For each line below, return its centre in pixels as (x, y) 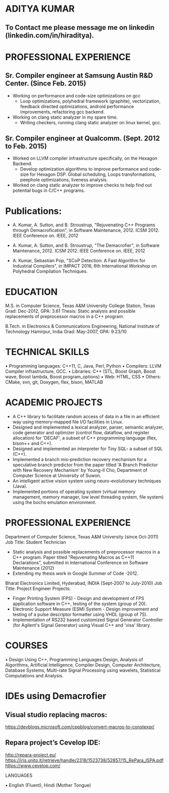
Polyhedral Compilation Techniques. (50, 271)
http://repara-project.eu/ (31, 755)
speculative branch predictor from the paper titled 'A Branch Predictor (85, 465)
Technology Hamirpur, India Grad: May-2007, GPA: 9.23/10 (66, 332)
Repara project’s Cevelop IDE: (53, 743)
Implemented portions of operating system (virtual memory (74, 492)
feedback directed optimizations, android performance (77, 106)
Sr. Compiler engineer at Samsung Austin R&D (79, 76)
